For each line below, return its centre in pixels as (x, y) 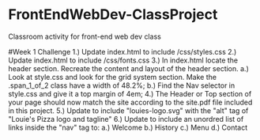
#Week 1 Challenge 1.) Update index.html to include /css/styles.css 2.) (122, 51)
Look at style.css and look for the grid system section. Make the (113, 77)
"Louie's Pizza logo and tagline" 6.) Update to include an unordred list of (126, 119)
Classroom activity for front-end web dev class (85, 36)
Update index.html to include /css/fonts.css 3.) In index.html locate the (123, 60)
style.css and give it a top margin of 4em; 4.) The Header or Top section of (130, 93)
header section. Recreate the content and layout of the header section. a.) (128, 68)
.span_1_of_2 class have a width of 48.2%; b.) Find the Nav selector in (122, 85)
